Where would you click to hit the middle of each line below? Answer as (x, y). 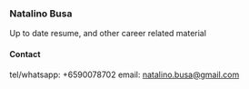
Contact (25, 54)
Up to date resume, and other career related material (108, 34)
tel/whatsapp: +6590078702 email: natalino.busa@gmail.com (124, 74)
